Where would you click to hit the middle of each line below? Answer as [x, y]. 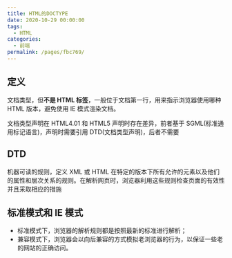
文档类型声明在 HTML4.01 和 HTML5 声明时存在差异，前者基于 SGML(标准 [113, 123]
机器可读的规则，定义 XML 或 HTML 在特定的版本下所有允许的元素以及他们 [113, 172]
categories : [24, 39]
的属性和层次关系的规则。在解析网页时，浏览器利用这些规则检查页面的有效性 [116, 180]
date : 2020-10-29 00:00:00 [46, 20]
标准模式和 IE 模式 [45, 213]
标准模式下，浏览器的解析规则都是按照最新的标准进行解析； [102, 231]
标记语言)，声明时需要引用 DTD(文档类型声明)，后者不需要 [96, 131]
